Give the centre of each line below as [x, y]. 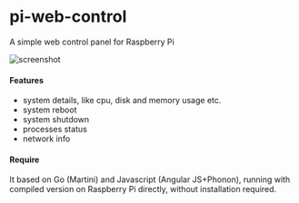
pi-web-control [68, 17]
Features [26, 80]
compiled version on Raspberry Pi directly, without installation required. [143, 189]
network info [46, 139]
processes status [55, 130]
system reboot [50, 110]
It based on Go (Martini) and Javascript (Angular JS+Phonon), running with [150, 179]
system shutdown [56, 120]
